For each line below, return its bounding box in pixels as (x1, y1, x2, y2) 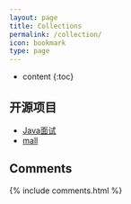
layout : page (9, 13, 58, 22)
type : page (9, 47, 50, 56)
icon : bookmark (9, 38, 66, 48)
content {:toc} (22, 71, 74, 82)
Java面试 (22, 125, 57, 136)
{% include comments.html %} (9, 185, 123, 196)
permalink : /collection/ (9, 30, 102, 39)
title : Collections (9, 22, 83, 31)
